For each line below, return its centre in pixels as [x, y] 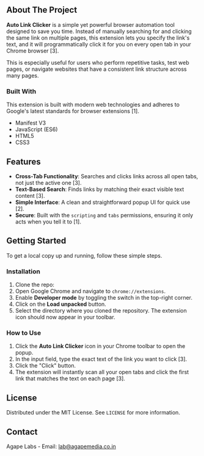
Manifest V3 [31, 123]
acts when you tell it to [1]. [48, 222]
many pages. [23, 75]
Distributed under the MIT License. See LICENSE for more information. [93, 413]
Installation [24, 271]
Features [24, 161]
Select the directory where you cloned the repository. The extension [101, 311]
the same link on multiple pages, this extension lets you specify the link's [98, 38]
